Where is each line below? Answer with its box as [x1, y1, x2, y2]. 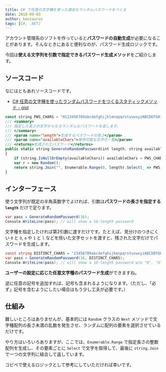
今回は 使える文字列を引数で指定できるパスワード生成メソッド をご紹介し [5, 52, 152, 58]
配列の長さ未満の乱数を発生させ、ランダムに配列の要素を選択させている [13, 322, 161, 329]
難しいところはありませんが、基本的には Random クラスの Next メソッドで [5, 316, 153, 322]
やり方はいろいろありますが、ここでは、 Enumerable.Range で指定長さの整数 [5, 339, 159, 345]
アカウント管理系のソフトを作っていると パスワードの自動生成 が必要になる [5, 35, 157, 41]
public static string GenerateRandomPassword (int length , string [5, 147, 142, 152]
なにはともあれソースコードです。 [5, 88, 74, 94]
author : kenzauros [5, 16, 43, 21]
